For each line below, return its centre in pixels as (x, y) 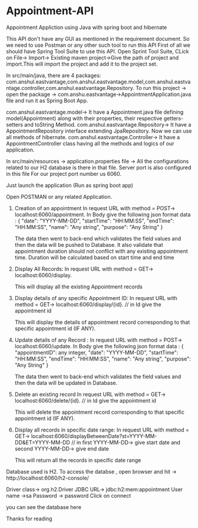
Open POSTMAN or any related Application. (59, 197)
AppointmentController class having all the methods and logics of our (90, 143)
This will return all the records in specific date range (78, 460)
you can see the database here (44, 507)
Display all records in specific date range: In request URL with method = (102, 430)
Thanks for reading (29, 519)
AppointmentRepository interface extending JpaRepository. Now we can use (99, 131)
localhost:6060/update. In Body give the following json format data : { (99, 346)
